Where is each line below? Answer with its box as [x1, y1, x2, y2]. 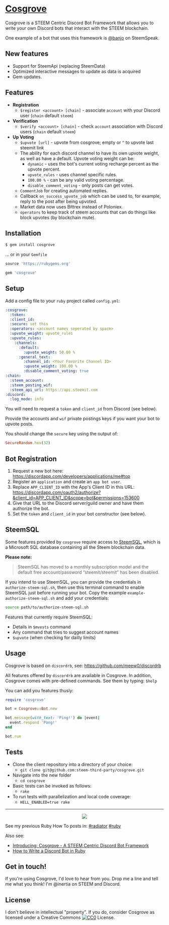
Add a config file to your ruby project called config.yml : [5, 297, 120, 303]
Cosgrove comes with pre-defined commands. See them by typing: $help [5, 678, 157, 684]
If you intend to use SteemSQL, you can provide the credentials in [5, 579, 141, 585]
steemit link [20, 144, 44, 150]
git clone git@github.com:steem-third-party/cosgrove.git [20, 767, 144, 773]
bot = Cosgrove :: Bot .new [5, 706, 57, 711]
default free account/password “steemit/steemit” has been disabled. [17, 569, 159, 575]
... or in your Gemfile [5, 251, 47, 258]
